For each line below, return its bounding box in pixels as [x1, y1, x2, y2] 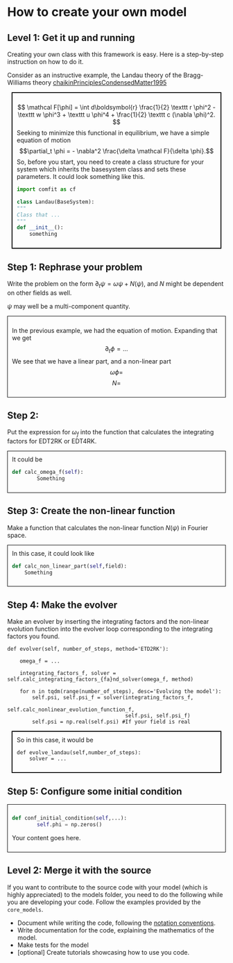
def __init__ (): [17, 224, 64, 231]
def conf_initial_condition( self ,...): [12, 815, 127, 822]
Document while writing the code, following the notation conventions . [17, 919, 216, 927]
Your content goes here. [12, 833, 81, 842]
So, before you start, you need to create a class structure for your [17, 157, 205, 166]
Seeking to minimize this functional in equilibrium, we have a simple [17, 129, 210, 137]
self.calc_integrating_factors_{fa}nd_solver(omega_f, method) [7, 676, 194, 683]
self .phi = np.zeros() [37, 821, 103, 828]
